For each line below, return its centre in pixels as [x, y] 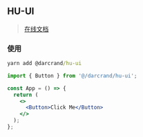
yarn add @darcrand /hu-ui [44, 64]
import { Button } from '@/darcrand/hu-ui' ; [72, 75]
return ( [26, 95]
